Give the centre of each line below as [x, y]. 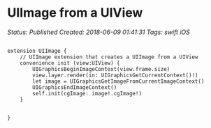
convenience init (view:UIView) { [70, 63]
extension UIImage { [37, 51]
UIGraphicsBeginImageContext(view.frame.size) [101, 69]
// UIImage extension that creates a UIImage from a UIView [109, 57]
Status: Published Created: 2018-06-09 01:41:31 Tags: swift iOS [99, 32]
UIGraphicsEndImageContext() [75, 87]
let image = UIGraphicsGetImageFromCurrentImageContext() [118, 81]
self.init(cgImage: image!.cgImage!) [87, 93]
